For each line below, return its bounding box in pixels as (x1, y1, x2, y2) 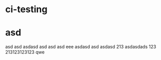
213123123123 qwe (5, 49, 45, 55)
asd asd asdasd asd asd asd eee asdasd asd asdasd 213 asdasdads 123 (5, 44, 156, 50)
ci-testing (5, 4, 48, 15)
